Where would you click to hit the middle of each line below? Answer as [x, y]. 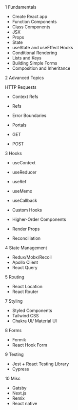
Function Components [34, 22]
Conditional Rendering [35, 53]
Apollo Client [25, 262]
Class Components [31, 27]
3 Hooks [13, 153]
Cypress [20, 369]
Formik [19, 340]
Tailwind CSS [25, 316]
